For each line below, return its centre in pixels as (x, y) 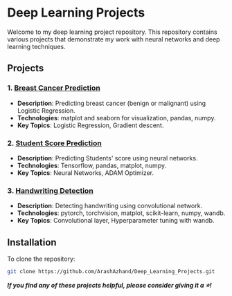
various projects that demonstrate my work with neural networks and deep (114, 39)
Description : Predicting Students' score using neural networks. (107, 158)
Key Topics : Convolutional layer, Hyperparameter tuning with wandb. (116, 221)
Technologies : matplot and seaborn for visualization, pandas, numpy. (116, 118)
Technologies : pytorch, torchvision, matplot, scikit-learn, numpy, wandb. (121, 213)
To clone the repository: (41, 259)
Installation (32, 242)
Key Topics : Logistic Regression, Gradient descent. (90, 125)
